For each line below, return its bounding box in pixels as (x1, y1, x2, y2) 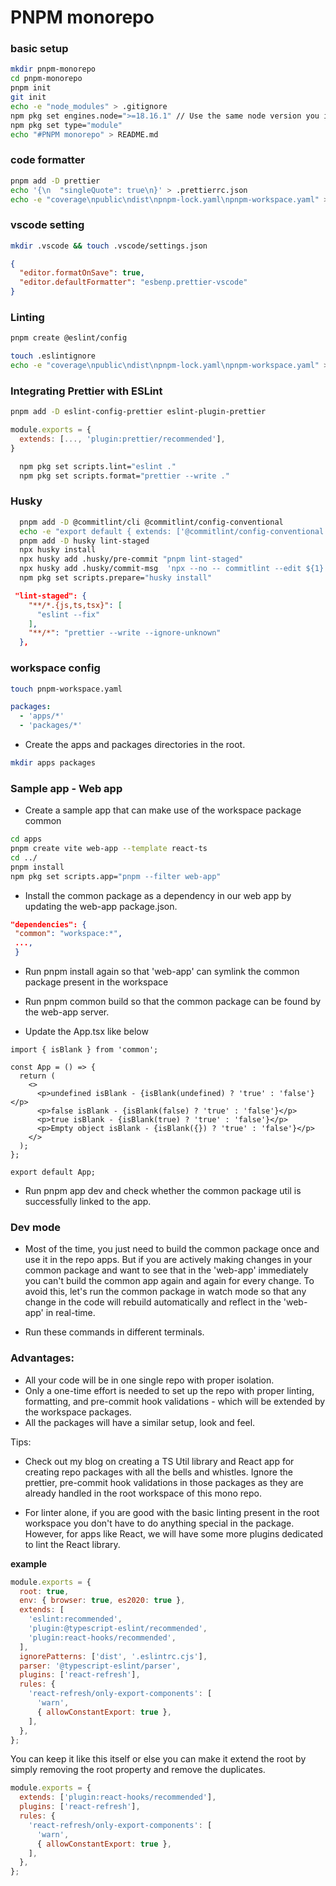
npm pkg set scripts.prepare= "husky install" (19, 573, 213, 583)
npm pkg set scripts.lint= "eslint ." (19, 461, 177, 471)
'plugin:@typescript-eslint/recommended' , (28, 1624, 208, 1634)
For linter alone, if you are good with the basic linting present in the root (24, 1506, 320, 1518)
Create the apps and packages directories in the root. (24, 739, 246, 751)
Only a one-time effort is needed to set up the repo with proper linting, (24, 1384, 315, 1396)
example (10, 1557, 48, 1570)
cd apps (10, 834, 43, 845)
